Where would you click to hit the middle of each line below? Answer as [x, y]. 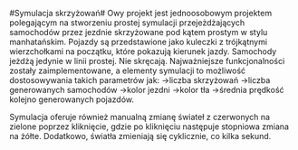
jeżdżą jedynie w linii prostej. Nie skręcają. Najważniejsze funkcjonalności [147, 61]
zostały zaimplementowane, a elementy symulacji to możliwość [128, 70]
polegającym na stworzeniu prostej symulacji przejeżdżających [127, 23]
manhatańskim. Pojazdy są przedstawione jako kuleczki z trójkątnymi [139, 42]
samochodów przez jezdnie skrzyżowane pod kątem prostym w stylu [139, 32]
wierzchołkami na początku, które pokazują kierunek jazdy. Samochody [143, 52]
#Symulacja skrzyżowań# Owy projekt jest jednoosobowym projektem [141, 13]
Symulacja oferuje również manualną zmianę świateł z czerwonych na [139, 117]
